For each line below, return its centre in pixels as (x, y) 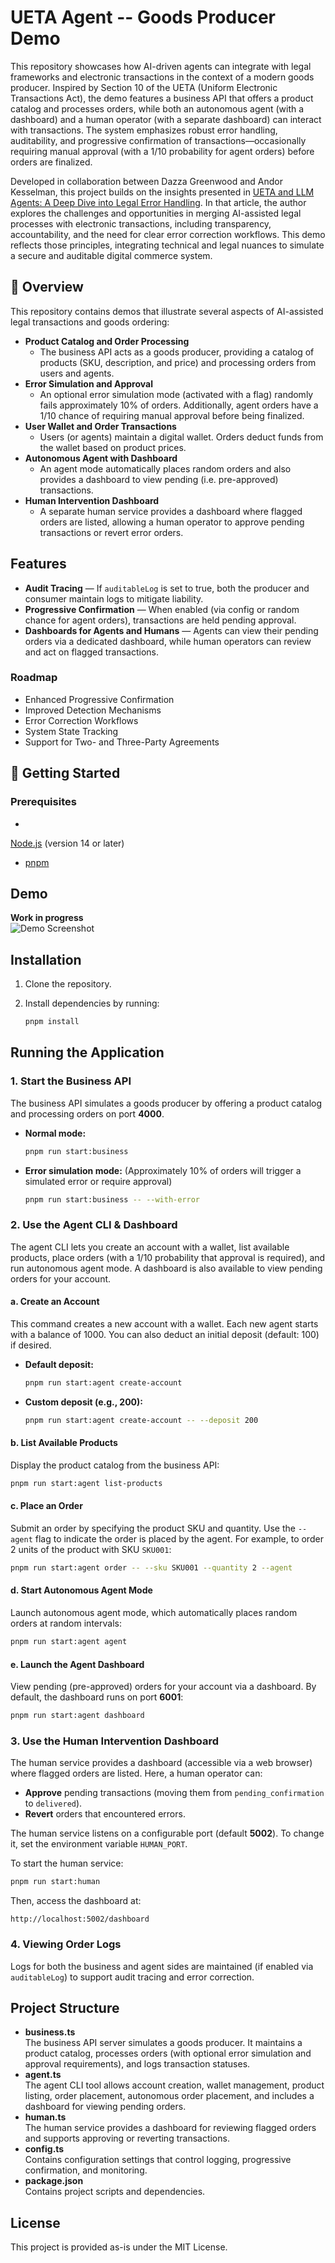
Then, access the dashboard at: (76, 1901)
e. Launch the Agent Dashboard (77, 1664)
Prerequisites (43, 802)
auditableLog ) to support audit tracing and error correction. (132, 1977)
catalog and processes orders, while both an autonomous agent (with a (157, 108)
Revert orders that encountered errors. (105, 1814)
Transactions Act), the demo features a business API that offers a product (162, 98)
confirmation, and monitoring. (86, 2170)
